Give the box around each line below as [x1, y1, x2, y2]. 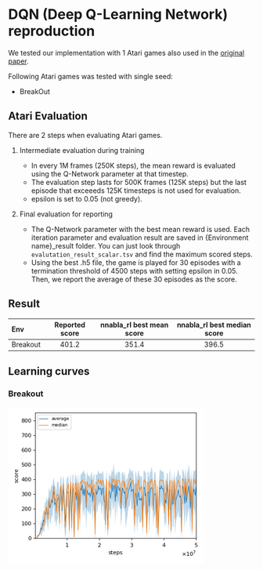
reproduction [8, 22, 95, 40]
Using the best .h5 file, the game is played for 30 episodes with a [31, 257, 241, 267]
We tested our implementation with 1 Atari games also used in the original [8, 48, 245, 57]
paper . [8, 56, 29, 66]
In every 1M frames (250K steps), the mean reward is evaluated [31, 161, 236, 170]
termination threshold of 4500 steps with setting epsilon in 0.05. [31, 266, 239, 275]
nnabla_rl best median [176, 320, 252, 330]
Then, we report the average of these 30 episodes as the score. [31, 274, 237, 284]
